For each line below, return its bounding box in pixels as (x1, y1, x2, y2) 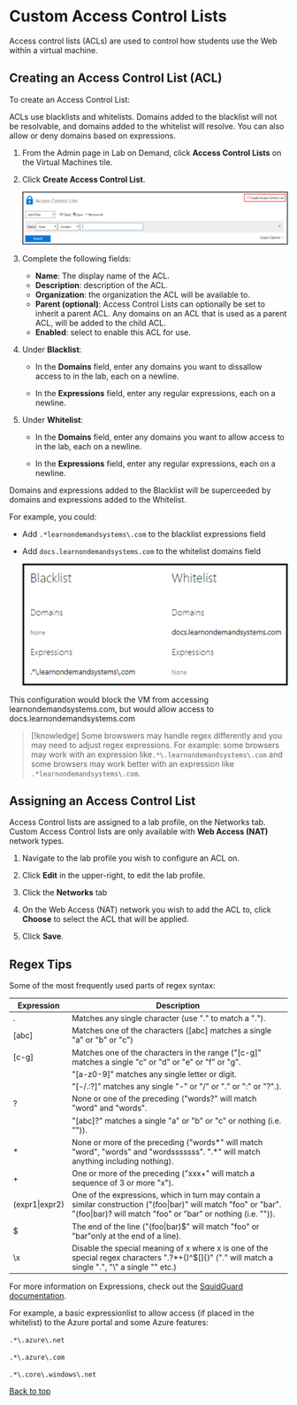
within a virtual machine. (9, 44, 99, 55)
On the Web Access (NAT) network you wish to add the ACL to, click (21, 904, 271, 915)
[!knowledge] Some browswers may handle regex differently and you (30, 730, 283, 741)
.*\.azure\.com (9, 1354, 65, 1362)
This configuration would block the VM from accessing (9, 694, 209, 705)
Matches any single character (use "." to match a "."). (72, 1013, 266, 1024)
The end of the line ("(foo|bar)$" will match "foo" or (72, 1221, 260, 1231)
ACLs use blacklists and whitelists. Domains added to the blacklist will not (9, 111, 278, 121)
